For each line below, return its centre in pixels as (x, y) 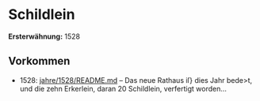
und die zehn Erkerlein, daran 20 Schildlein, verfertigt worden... (123, 88)
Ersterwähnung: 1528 (44, 36)
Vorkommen (39, 61)
